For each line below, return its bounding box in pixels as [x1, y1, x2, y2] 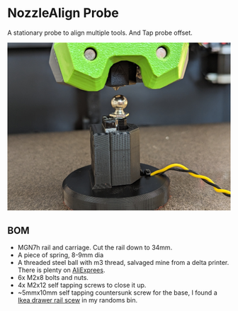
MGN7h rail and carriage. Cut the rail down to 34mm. [17, 243, 173, 252]
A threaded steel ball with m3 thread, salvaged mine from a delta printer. [17, 259, 229, 267]
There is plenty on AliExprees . [17, 266, 106, 274]
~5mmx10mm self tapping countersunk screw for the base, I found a [17, 288, 217, 297]
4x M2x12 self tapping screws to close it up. [17, 281, 147, 290]
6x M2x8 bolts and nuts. [17, 273, 89, 282]
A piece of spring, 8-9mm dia [17, 251, 104, 259]
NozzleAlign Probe [7, 5, 119, 21]
